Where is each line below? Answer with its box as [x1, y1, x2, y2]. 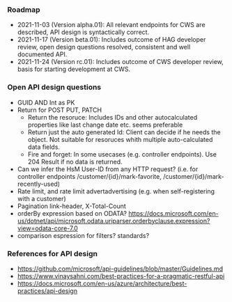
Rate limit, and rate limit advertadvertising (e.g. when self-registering [17, 186, 215, 196]
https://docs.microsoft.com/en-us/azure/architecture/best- [17, 279, 187, 287]
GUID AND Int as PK [17, 98, 75, 106]
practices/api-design [17, 287, 78, 295]
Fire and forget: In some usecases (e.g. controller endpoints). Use [27, 150, 217, 158]
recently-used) [17, 180, 61, 188]
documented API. [17, 50, 68, 58]
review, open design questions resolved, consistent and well [17, 43, 191, 51]
